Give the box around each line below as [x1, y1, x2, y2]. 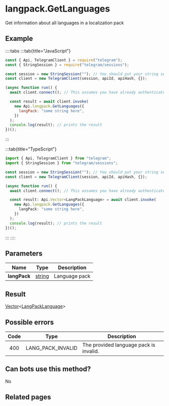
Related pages [5, 393, 51, 401]
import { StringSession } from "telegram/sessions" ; [5, 161, 118, 166]
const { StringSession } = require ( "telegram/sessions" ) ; [5, 62, 129, 67]
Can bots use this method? [5, 365, 92, 374]
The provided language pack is [82, 341, 156, 348]
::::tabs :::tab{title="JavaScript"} [5, 47, 71, 54]
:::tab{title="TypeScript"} [5, 146, 57, 152]
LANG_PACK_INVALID [26, 344, 78, 351]
